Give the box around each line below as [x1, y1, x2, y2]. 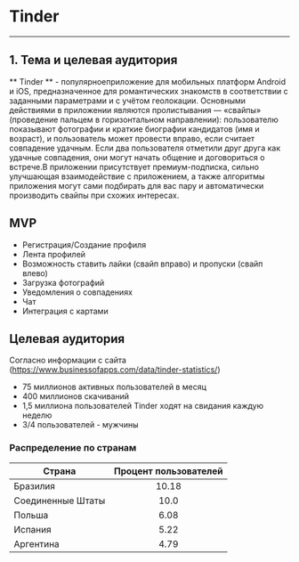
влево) [21, 267, 49, 278]
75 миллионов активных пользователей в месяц [21, 381, 207, 393]
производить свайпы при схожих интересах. [9, 190, 180, 200]
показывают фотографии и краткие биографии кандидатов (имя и [9, 123, 260, 134]
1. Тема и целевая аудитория [9, 53, 178, 68]
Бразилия [13, 479, 56, 492]
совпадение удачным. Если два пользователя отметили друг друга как [9, 143, 281, 153]
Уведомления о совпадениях [21, 287, 133, 297]
